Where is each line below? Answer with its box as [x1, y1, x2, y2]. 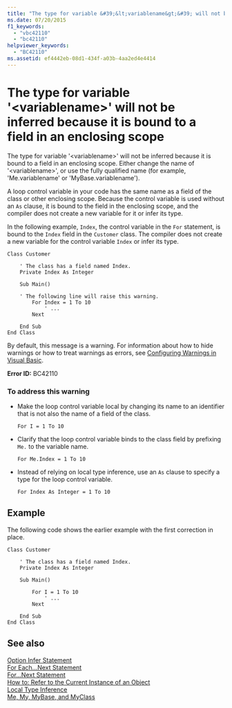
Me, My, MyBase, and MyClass [7, 692, 95, 701]
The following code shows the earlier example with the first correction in [7, 526, 213, 534]
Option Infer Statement [7, 656, 72, 664]
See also [7, 638, 45, 649]
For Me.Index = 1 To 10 [17, 455, 86, 463]
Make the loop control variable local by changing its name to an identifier [17, 402, 225, 410]
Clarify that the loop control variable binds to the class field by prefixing [17, 434, 222, 443]
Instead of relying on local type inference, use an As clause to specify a [17, 468, 220, 476]
